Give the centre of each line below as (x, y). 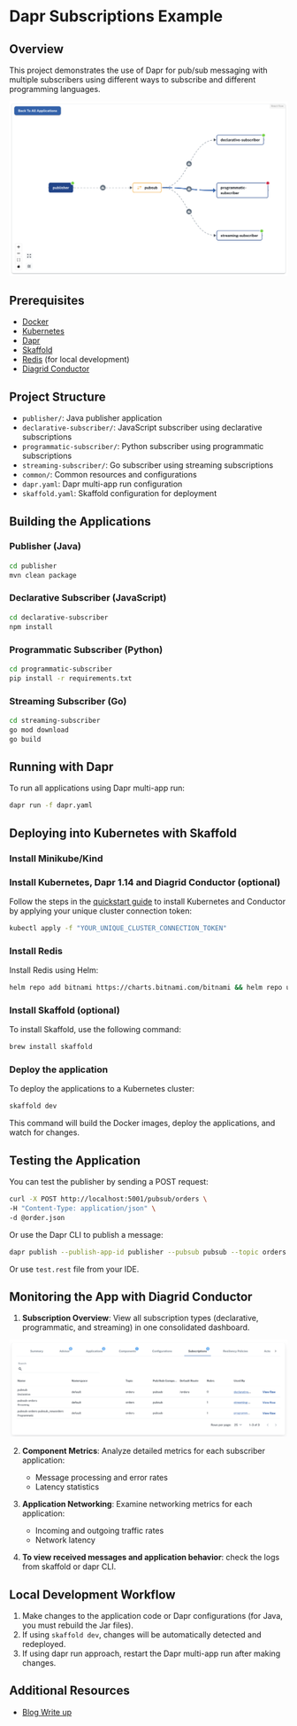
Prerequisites (47, 300)
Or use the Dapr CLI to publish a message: (86, 1234)
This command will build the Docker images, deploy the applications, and (142, 1123)
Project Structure (57, 397)
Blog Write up (47, 1712)
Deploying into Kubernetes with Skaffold (123, 833)
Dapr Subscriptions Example (116, 16)
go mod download (39, 730)
